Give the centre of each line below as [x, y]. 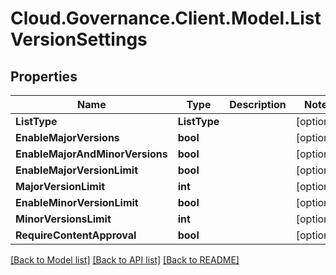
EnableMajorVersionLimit [77, 170]
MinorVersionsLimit [63, 219]
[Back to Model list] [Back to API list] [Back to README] [125, 260]
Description [258, 104]
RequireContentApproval [76, 235]
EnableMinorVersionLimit [77, 202]
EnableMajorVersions [67, 137]
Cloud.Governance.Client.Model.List [166, 18]
